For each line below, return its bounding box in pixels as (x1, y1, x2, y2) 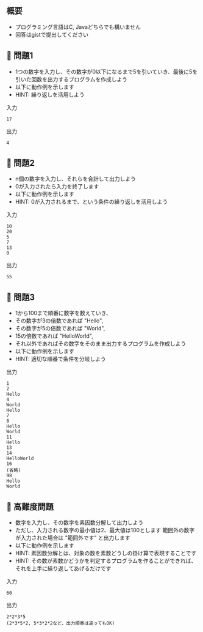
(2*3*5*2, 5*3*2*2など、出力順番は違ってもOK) (6, 620, 115, 626)
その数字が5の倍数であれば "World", (15, 325, 105, 332)
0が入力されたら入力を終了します (15, 183, 99, 190)
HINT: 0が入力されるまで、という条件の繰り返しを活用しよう (15, 198, 168, 206)
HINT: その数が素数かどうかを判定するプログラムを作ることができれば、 (15, 557, 197, 565)
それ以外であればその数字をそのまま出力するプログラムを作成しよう (15, 340, 187, 348)
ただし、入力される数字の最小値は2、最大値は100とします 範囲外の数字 (15, 527, 195, 534)
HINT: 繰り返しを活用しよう (15, 91, 85, 98)
